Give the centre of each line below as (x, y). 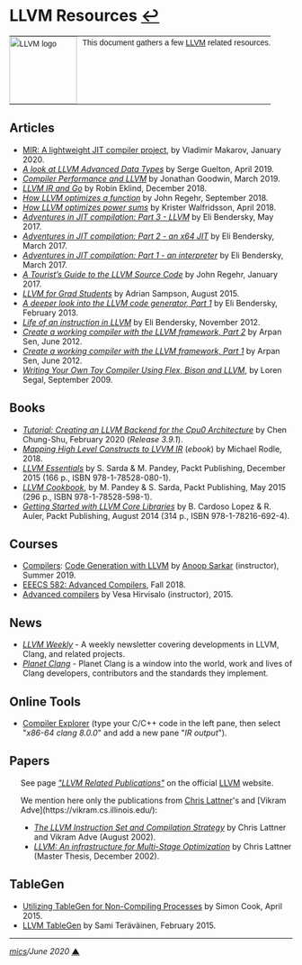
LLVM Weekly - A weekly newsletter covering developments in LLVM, (151, 644)
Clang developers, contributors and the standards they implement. (145, 673)
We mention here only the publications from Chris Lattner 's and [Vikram (154, 800)
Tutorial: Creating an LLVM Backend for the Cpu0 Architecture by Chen (155, 430)
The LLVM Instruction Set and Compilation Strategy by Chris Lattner (160, 827)
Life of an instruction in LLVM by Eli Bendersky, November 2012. (141, 322)
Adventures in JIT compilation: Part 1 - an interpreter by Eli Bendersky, (153, 255)
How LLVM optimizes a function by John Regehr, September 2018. (145, 197)
